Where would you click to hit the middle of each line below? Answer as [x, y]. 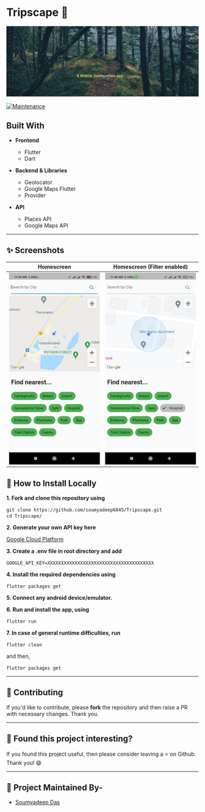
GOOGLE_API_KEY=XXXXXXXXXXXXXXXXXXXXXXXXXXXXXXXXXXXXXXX [80, 563]
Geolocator [38, 182]
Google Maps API [46, 225]
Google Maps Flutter [50, 189]
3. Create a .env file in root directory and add [64, 551]
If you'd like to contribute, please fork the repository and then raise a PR [97, 707]
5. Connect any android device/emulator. [59, 598]
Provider [35, 195]
